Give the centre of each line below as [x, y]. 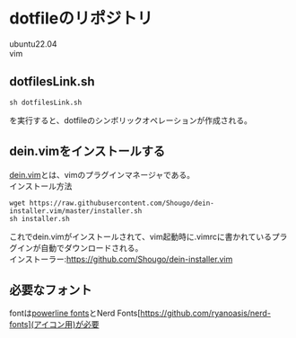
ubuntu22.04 [33, 44]
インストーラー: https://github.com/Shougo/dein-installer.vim [121, 259]
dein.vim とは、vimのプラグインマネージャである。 [102, 174]
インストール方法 [41, 186]
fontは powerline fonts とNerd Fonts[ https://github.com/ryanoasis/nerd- [140, 313]
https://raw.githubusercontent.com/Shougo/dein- [122, 203]
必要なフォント [51, 290]
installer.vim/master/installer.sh [76, 211]
